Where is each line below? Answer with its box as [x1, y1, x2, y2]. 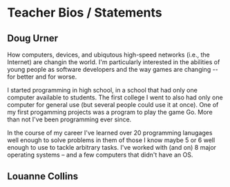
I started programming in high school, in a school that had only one [7, 86, 198, 94]
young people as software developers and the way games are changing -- [7, 66, 219, 73]
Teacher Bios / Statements [7, 5, 162, 21]
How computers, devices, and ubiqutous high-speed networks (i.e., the [7, 50, 210, 59]
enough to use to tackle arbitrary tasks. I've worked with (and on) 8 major [7, 144, 216, 151]
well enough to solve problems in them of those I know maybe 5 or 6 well [7, 136, 215, 144]
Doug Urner [7, 32, 59, 44]
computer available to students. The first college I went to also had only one [7, 93, 223, 101]
